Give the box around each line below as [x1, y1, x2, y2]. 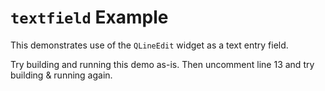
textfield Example [10, 6, 169, 29]
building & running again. [10, 69, 113, 81]
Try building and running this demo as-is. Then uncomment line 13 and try [10, 58, 315, 70]
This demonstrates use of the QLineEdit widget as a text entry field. [10, 39, 289, 51]
